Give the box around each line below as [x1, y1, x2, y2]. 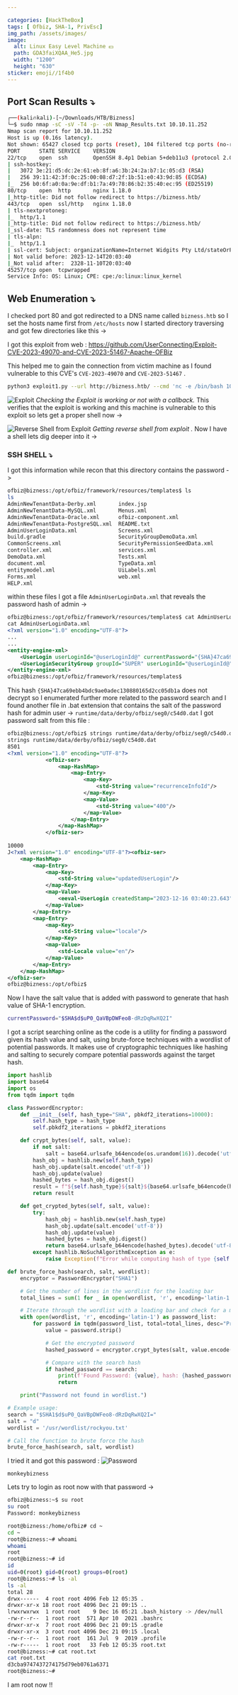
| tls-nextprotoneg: [7, 207, 69, 214]
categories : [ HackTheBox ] [7, 16, 84, 23]
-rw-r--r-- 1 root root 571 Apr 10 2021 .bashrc [7, 1615, 163, 1623]
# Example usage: [7, 1405, 59, 1412]
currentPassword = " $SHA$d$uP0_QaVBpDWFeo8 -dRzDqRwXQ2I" [7, 1015, 173, 1023]
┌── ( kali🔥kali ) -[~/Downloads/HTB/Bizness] [7, 114, 135, 121]
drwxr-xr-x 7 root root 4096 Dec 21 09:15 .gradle [7, 1622, 163, 1629]
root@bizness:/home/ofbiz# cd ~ [7, 1522, 103, 1530]
